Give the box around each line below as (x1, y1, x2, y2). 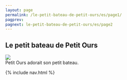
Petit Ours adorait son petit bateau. (5, 59, 79, 66)
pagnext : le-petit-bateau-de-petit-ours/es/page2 (5, 22, 113, 27)
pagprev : (5, 17, 24, 22)
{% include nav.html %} (5, 70, 55, 76)
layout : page (5, 7, 33, 13)
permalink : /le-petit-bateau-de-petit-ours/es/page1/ (5, 12, 122, 17)
